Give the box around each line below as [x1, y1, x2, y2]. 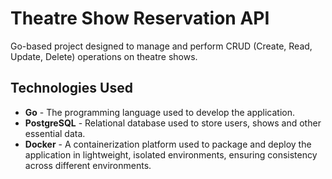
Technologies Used [10, 80, 133, 97]
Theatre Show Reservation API [10, 7, 270, 30]
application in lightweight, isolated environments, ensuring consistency [24, 148, 318, 161]
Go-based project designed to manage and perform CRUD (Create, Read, [10, 40, 313, 52]
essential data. [24, 127, 86, 139]
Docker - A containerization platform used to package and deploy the [24, 138, 312, 150]
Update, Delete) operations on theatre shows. [10, 50, 198, 62]
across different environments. [24, 159, 152, 171]
